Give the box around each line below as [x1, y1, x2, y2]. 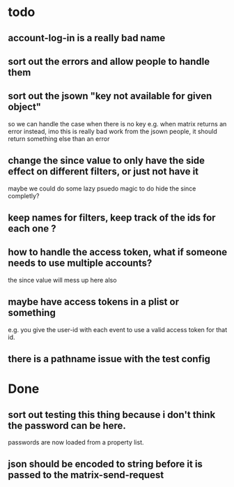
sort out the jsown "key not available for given [8, 90, 212, 102]
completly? [8, 191, 40, 200]
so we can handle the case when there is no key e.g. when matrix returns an [8, 119, 227, 128]
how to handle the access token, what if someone [8, 246, 228, 258]
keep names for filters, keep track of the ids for [8, 211, 216, 223]
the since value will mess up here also [8, 276, 117, 284]
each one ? [8, 223, 56, 234]
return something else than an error [8, 134, 110, 143]
